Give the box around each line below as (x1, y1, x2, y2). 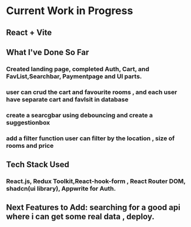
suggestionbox (6, 118, 51, 127)
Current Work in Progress (6, 4, 133, 18)
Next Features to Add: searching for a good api (6, 202, 180, 212)
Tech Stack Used (6, 160, 69, 170)
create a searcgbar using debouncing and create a (6, 111, 153, 119)
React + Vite (6, 28, 52, 38)
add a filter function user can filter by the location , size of (6, 134, 175, 142)
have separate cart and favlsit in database (6, 95, 129, 103)
